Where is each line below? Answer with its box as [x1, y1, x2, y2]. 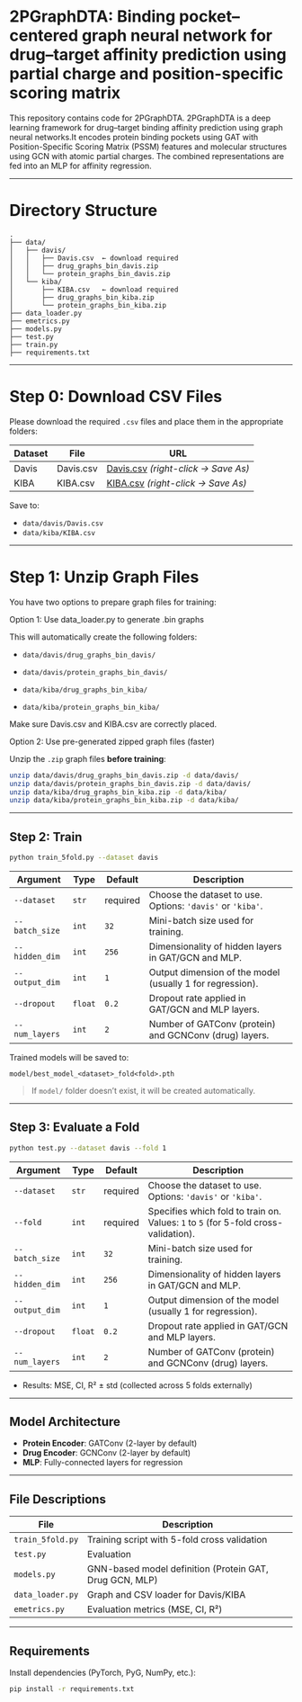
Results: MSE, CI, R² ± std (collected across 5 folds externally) [22, 1379, 253, 1391]
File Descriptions [9, 1491, 106, 1507]
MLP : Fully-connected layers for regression [22, 1457, 183, 1468]
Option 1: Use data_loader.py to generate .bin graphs [9, 614, 205, 624]
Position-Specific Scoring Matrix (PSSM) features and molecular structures [9, 141, 288, 152]
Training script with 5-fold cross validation [86, 1534, 268, 1546]
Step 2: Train [9, 829, 83, 845]
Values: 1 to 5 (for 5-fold [147, 1216, 252, 1229]
